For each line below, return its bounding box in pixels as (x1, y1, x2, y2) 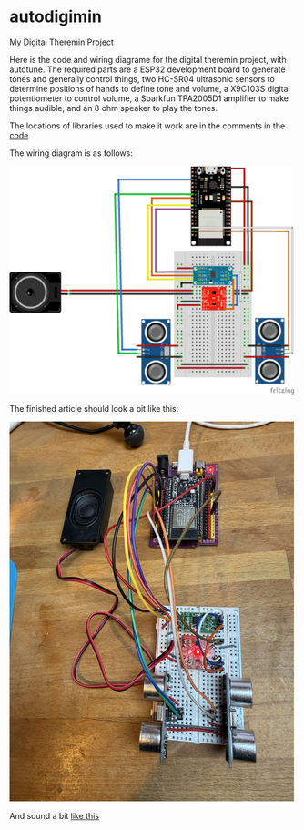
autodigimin (9, 6, 102, 27)
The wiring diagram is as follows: (9, 148, 134, 159)
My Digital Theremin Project (9, 36, 114, 47)
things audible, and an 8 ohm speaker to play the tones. (9, 102, 218, 113)
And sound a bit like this (9, 810, 100, 821)
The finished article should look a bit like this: (9, 404, 179, 415)
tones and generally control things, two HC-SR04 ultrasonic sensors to (9, 73, 275, 84)
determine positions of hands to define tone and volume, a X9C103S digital (9, 83, 290, 94)
